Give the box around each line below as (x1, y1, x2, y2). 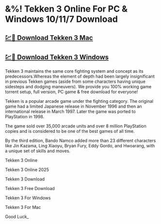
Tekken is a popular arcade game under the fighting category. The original (5, 98, 154, 104)
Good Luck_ (5, 214, 29, 220)
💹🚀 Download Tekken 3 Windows (5, 53, 109, 61)
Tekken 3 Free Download (5, 186, 55, 192)
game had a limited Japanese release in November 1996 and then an (5, 103, 142, 110)
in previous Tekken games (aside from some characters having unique (5, 79, 145, 84)
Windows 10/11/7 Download (5, 14, 118, 25)
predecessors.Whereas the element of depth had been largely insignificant (5, 74, 155, 80)
